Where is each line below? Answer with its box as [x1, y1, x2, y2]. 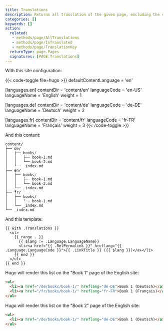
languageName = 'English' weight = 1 [5, 92, 82, 98]
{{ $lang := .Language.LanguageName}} [18, 239, 99, 244]
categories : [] [5, 17, 37, 22]
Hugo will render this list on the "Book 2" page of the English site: [5, 302, 140, 308]
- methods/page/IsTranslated [11, 40, 72, 45]
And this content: [5, 132, 41, 138]
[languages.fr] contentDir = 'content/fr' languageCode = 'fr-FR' [5, 117, 136, 123]
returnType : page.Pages [9, 49, 59, 54]
